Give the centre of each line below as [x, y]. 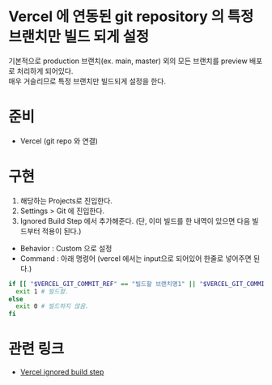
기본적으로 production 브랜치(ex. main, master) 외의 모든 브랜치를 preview [128, 61]
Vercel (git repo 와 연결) [59, 141]
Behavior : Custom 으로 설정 [66, 248]
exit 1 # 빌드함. [42, 291]
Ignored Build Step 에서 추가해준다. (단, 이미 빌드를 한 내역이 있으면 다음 [135, 220]
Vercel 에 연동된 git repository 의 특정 [131, 17]
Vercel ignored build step [62, 372]
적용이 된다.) [62, 231]
